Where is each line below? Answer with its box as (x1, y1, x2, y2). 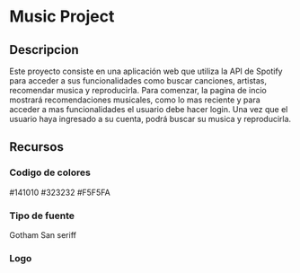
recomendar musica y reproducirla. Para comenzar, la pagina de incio (9, 85, 267, 95)
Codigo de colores (9, 166, 92, 179)
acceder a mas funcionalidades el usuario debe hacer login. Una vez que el (9, 104, 288, 114)
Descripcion (9, 42, 79, 57)
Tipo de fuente (9, 209, 75, 222)
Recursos (9, 139, 65, 154)
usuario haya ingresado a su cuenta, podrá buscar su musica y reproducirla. (9, 114, 292, 124)
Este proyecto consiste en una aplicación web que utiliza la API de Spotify (9, 66, 283, 76)
